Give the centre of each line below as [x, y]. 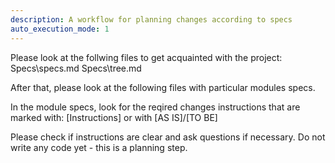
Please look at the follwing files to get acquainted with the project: [146, 57]
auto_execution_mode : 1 [60, 29]
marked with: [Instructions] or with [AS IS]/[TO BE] [114, 117]
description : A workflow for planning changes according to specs [151, 19]
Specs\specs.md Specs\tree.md [76, 68]
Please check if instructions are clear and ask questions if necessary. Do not [168, 137]
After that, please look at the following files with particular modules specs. [163, 87]
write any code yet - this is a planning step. [99, 147]
